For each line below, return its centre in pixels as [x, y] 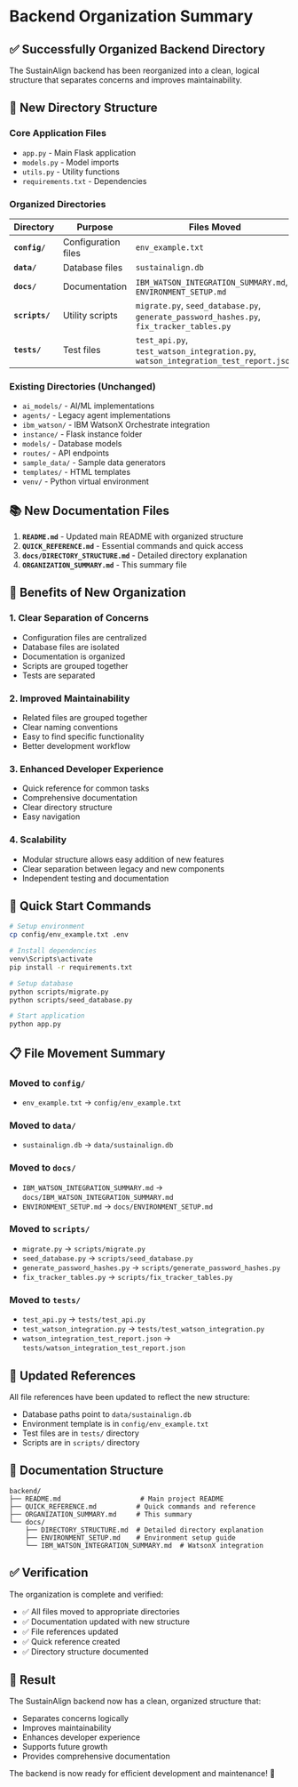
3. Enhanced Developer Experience [86, 769]
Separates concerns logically [75, 1719]
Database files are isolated [71, 647]
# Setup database [41, 983]
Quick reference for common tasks [86, 788]
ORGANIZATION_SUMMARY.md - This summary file [105, 565]
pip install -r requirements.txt [71, 967]
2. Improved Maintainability [70, 698]
